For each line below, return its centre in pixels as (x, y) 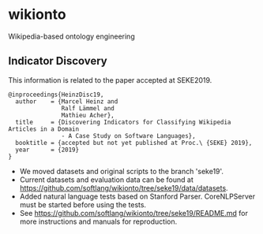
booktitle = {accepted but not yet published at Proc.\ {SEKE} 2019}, (134, 143)
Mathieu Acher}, (88, 115)
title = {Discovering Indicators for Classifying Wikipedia (123, 122)
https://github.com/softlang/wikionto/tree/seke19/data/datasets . (124, 188)
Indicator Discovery (58, 61)
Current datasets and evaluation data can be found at (106, 180)
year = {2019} (47, 150)
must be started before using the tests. (83, 204)
